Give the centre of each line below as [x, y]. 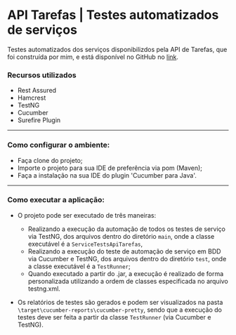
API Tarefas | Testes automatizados [113, 15]
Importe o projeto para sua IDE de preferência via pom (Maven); [110, 168]
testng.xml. [44, 289]
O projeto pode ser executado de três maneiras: [87, 215]
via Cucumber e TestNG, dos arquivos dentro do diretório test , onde [127, 258]
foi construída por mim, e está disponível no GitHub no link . [93, 57]
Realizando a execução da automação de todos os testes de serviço [127, 229]
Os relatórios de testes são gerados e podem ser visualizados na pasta [120, 302]
